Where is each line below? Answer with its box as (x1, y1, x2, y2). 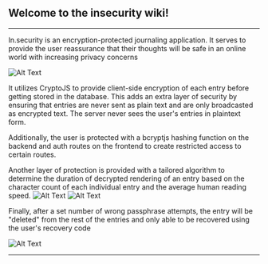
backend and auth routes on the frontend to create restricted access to (8, 141, 242, 150)
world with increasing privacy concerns (8, 52, 138, 62)
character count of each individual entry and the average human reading (8, 182, 247, 191)
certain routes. (8, 150, 57, 159)
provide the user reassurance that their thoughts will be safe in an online (8, 43, 246, 53)
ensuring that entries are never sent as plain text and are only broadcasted (8, 100, 254, 110)
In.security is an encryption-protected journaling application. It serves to (8, 35, 246, 45)
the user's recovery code (8, 223, 92, 233)
